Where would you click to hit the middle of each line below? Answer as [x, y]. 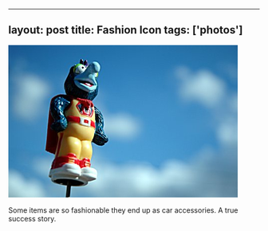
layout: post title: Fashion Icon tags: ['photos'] [126, 30]
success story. [32, 218]
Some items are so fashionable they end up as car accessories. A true [123, 210]
